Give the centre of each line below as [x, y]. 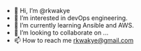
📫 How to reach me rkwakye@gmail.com [74, 40]
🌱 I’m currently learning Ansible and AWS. [74, 25]
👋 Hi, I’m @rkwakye [42, 11]
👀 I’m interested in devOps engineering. [70, 18]
